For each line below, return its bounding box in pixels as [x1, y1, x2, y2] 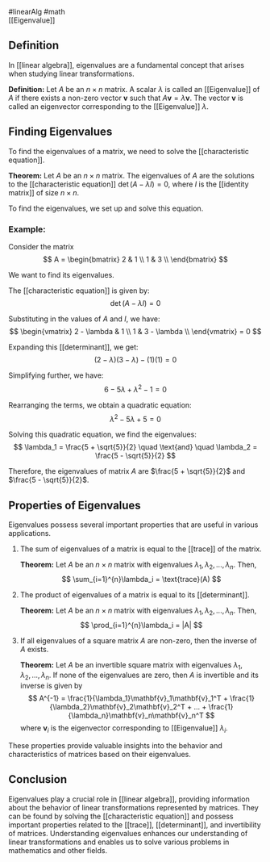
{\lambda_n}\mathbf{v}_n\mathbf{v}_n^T [68, 710, 204, 721]
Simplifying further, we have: [8, 370, 104, 380]
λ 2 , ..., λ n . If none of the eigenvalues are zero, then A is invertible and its [19, 670, 260, 682]
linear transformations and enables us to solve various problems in [8, 837, 230, 847]
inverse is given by [19, 681, 83, 691]
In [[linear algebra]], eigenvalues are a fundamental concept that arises [8, 60, 244, 69]
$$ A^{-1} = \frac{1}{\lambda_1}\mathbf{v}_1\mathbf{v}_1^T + [27, 693, 228, 703]
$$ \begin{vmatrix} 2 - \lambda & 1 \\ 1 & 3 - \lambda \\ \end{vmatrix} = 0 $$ [9, 326, 262, 336]
